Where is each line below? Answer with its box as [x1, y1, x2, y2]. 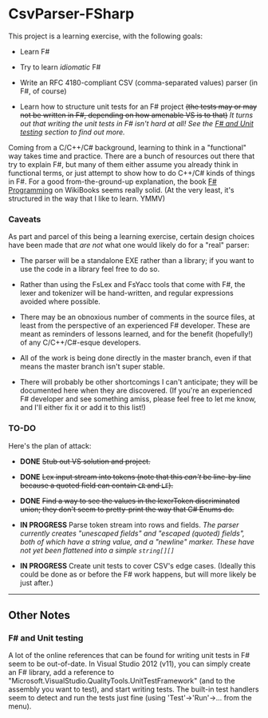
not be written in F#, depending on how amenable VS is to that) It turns [19, 110, 254, 120]
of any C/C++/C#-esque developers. [19, 337, 141, 348]
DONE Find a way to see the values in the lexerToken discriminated [19, 496, 241, 505]
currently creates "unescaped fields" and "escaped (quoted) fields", [19, 529, 245, 538]
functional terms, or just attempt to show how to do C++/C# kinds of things [8, 168, 255, 178]
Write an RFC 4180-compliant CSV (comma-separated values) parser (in [19, 78, 258, 87]
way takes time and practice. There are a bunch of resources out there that [8, 151, 255, 161]
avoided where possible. [19, 297, 101, 306]
